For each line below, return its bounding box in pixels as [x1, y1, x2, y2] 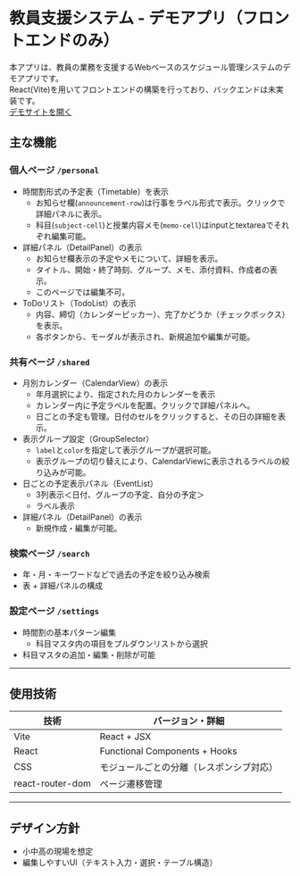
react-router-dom [13, 778, 91, 790]
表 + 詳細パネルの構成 [21, 580, 103, 591]
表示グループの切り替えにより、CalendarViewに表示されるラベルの [35, 455, 282, 466]
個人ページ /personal [9, 164, 100, 177]
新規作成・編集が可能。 [35, 522, 122, 533]
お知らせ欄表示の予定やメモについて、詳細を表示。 [35, 253, 223, 263]
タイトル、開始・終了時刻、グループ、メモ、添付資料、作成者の [35, 264, 271, 275]
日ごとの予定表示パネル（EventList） [21, 478, 158, 488]
